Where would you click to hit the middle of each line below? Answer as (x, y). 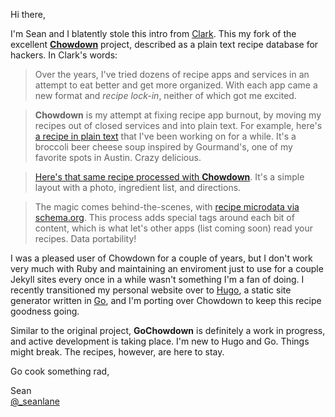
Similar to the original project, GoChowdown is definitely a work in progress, (168, 330)
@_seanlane (35, 401)
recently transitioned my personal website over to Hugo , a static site (151, 290)
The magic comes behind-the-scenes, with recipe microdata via (167, 207)
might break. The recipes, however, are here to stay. (117, 352)
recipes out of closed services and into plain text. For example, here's (178, 125)
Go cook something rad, (60, 371)
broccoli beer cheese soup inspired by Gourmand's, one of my (163, 147)
